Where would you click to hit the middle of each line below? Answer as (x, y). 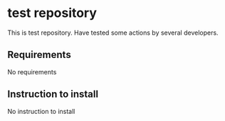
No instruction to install (41, 111)
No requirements (32, 71)
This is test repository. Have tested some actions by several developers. (113, 33)
